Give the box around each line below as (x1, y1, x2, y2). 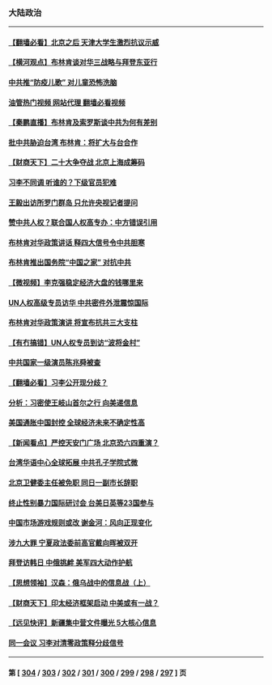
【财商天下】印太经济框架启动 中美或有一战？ (8, 598, 159, 607)
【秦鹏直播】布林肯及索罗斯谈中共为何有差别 (8, 117, 158, 127)
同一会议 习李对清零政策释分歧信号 (8, 637, 124, 648)
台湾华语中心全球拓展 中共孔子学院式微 (8, 458, 138, 467)
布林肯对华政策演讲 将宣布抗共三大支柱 (8, 318, 138, 328)
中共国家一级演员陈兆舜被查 (8, 357, 101, 367)
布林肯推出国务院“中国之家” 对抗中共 (8, 257, 132, 268)
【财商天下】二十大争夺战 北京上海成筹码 (8, 158, 146, 167)
